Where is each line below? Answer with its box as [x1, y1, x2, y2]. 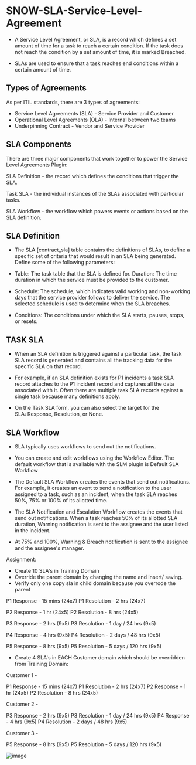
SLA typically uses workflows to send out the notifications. [14, 443, 156, 450]
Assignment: [6, 556, 36, 563]
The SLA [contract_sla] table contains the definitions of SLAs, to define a [14, 246, 190, 253]
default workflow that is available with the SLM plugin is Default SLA [14, 461, 179, 467]
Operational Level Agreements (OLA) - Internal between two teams [14, 116, 176, 123]
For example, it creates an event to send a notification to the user [14, 485, 171, 491]
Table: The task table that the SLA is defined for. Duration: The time [14, 270, 177, 277]
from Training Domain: [14, 661, 69, 667]
